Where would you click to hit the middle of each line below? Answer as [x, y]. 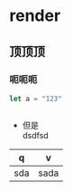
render [35, 16]
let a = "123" [36, 99]
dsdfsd [36, 135]
